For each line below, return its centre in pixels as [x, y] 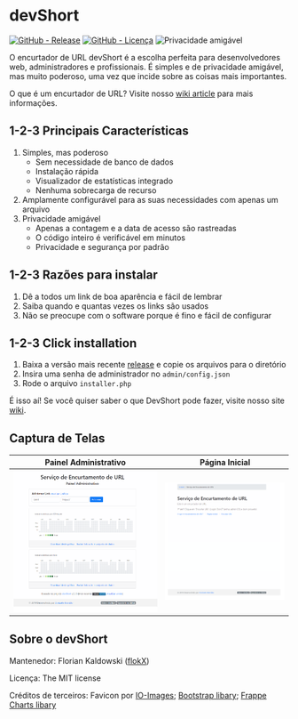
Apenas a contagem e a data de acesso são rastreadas [136, 228]
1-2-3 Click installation [73, 343]
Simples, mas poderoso [65, 152]
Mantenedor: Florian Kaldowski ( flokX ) [79, 660]
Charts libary [33, 705]
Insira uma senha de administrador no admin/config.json [126, 374]
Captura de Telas [57, 438]
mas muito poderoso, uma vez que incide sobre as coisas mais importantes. [148, 76]
